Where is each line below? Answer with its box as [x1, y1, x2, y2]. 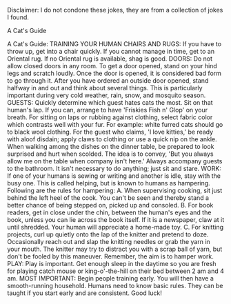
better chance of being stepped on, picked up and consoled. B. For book [7, 201, 214, 209]
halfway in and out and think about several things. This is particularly [7, 84, 203, 92]
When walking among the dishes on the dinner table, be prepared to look [7, 143, 214, 150]
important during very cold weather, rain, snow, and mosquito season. [7, 91, 206, 99]
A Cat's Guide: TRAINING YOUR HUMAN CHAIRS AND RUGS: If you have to [7, 40, 222, 48]
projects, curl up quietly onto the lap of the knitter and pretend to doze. [7, 230, 209, 239]
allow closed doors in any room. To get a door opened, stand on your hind [7, 62, 217, 70]
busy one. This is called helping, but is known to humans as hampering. [7, 179, 210, 187]
